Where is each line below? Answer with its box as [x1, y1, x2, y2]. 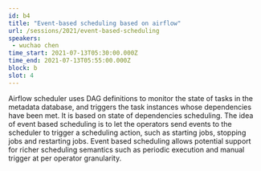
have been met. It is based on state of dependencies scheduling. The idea [8, 110, 254, 120]
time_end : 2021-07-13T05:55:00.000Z [8, 57, 131, 65]
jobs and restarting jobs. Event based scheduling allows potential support [8, 136, 251, 145]
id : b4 [8, 11, 31, 20]
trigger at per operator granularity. [8, 153, 122, 163]
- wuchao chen [11, 42, 59, 50]
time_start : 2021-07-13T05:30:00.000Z [8, 49, 138, 57]
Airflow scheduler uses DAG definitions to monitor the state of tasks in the [8, 93, 254, 103]
